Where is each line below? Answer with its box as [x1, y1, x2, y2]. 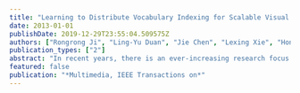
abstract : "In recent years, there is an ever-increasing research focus [9, 54, 290, 63]
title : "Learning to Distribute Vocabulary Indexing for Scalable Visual [9, 12, 290, 22]
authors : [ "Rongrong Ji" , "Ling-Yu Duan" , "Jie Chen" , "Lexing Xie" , [9, 37, 274, 47]
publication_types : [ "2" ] [9, 46, 105, 55]
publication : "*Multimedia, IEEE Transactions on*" [9, 71, 205, 80]
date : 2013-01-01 [9, 21, 74, 30]
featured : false [9, 63, 70, 72]
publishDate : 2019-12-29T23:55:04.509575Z [9, 29, 170, 38]
